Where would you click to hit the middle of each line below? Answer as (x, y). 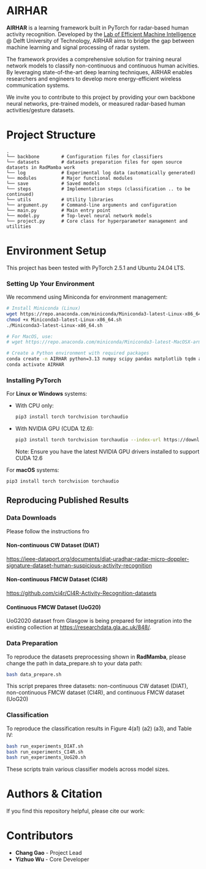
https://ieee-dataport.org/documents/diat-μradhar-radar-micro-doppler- (98, 558)
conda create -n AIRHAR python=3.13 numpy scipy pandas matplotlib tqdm (101, 359)
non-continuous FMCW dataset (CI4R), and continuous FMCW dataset (96, 693)
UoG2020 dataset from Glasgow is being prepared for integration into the (99, 621)
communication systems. (38, 85)
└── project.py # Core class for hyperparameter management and (97, 221)
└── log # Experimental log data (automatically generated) (101, 172)
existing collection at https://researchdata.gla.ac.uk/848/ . (79, 627)
